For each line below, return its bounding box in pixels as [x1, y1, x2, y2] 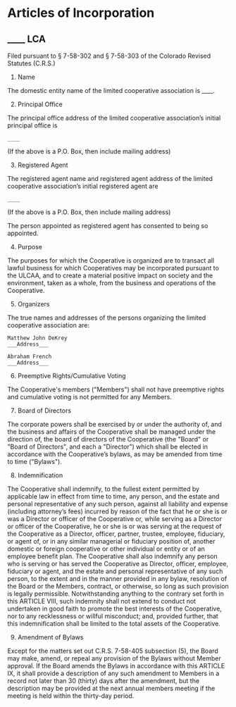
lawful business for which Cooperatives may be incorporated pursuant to [7, 264, 220, 272]
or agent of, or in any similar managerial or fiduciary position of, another [7, 537, 216, 545]
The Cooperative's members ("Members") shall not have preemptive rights [7, 385, 225, 394]
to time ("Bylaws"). [7, 458, 62, 465]
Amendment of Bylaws [17, 633, 84, 642]
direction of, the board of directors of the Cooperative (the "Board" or [7, 435, 209, 443]
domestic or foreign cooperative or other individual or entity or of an [7, 544, 206, 553]
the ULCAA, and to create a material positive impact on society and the [7, 271, 213, 280]
